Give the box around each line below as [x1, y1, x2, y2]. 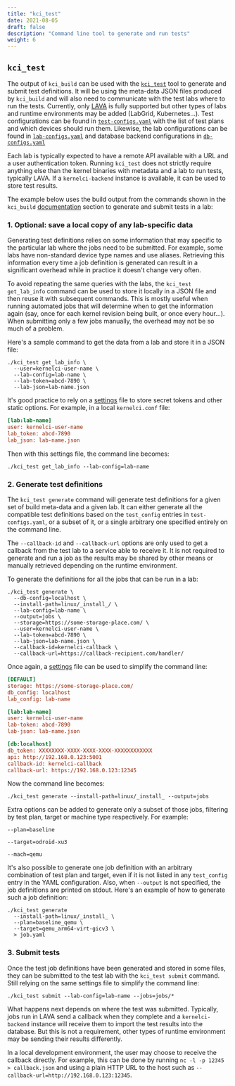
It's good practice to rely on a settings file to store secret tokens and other [7, 396, 223, 404]
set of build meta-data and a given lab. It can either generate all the [7, 503, 203, 511]
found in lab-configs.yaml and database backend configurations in [7, 132, 202, 140]
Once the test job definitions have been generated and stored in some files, [7, 964, 226, 972]
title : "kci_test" [7, 10, 61, 18]
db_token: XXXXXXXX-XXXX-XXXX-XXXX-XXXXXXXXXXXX [7, 747, 153, 754]
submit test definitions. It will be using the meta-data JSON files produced [7, 87, 222, 95]
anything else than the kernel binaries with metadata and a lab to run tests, [7, 166, 224, 174]
